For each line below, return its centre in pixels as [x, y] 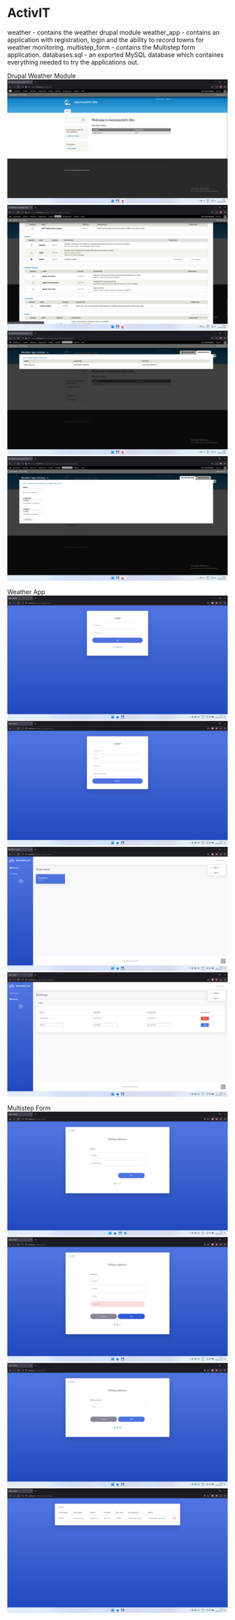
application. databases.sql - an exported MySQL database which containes [115, 55]
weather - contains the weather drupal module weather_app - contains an [114, 32]
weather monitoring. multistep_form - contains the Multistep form [101, 47]
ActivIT [29, 13]
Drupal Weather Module [42, 76]
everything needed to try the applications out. [73, 62]
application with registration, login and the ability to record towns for [106, 39]
